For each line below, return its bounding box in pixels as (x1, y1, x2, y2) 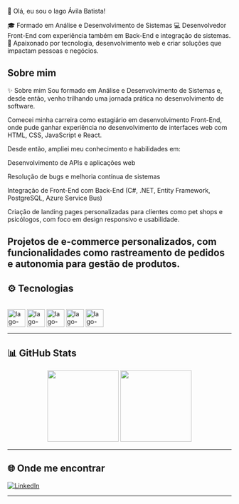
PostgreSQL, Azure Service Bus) (7, 193, 103, 202)
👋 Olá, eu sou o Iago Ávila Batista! (7, 7, 106, 15)
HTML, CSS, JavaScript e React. (7, 131, 102, 139)
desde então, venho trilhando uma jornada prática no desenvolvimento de (7, 94, 224, 103)
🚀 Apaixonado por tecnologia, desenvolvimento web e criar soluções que (7, 39, 222, 47)
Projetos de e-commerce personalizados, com (7, 236, 217, 248)
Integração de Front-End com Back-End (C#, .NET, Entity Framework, (7, 186, 211, 194)
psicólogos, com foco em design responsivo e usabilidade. (7, 215, 180, 223)
